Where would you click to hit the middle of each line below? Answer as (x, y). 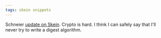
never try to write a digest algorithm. (44, 30)
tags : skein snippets (28, 10)
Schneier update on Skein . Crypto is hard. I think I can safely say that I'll (81, 24)
